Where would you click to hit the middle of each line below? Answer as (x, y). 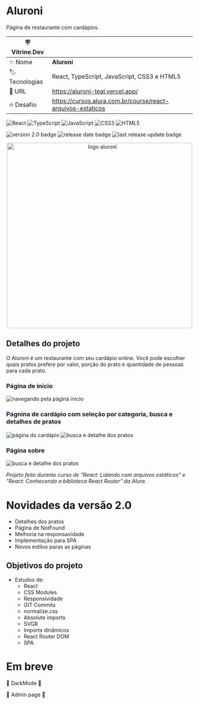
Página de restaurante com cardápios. (53, 27)
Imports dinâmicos (46, 630)
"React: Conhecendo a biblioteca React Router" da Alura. (76, 481)
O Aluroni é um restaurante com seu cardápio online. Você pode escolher (96, 358)
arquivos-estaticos (78, 108)
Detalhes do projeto (43, 344)
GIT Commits (40, 605)
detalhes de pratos (34, 421)
